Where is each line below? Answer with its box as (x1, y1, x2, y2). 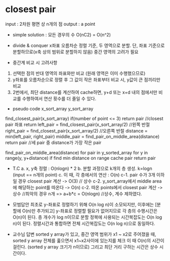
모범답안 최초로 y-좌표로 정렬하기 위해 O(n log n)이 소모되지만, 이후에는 (12, 201, 154, 207)
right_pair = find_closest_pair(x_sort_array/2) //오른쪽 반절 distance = (5, 127, 148, 134)
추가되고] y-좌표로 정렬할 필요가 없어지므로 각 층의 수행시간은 (36, 207, 158, 213)
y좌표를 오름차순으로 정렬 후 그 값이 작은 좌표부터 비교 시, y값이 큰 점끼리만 (12, 76, 161, 82)
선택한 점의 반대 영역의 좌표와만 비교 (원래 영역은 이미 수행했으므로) (12, 70, 146, 76)
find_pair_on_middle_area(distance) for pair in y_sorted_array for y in (5, 149, 148, 155)
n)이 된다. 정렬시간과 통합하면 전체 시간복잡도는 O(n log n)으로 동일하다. (12, 220, 155, 226)
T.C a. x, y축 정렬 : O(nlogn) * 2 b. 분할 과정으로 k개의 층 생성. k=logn (12, 165, 153, 171)
